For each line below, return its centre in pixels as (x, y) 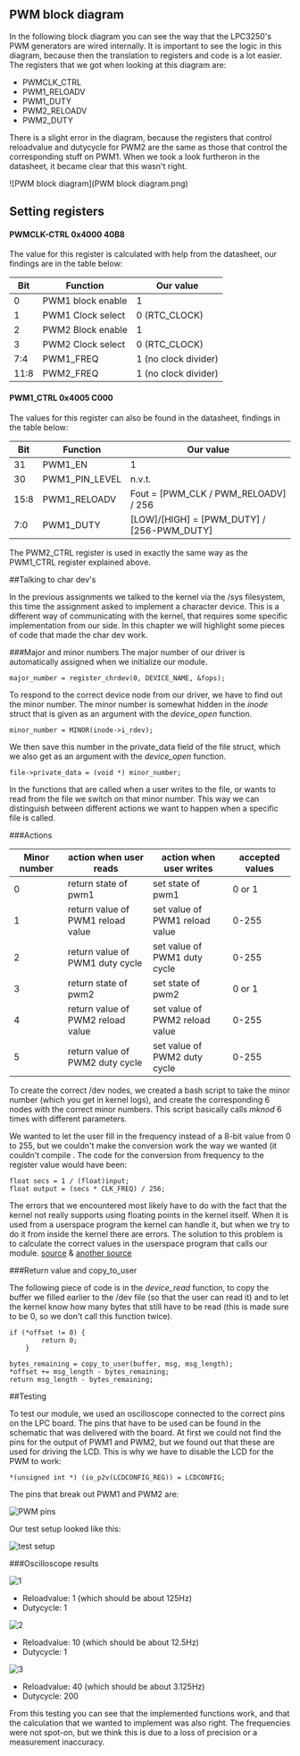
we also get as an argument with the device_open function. (118, 756)
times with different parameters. (68, 1119)
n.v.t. (141, 479)
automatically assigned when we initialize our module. (108, 661)
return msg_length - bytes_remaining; (81, 1379)
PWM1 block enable (85, 301)
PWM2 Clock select (84, 345)
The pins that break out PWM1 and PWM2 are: (94, 1494)
